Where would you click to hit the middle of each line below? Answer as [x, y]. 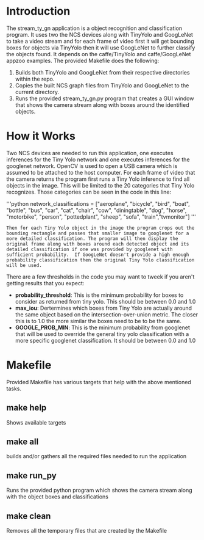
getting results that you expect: [45, 283]
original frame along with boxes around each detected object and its [98, 244]
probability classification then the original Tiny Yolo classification [100, 260]
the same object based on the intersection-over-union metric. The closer [107, 314]
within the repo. [35, 79]
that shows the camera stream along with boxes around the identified [102, 104]
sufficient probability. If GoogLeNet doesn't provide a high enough [98, 255]
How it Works [41, 136]
